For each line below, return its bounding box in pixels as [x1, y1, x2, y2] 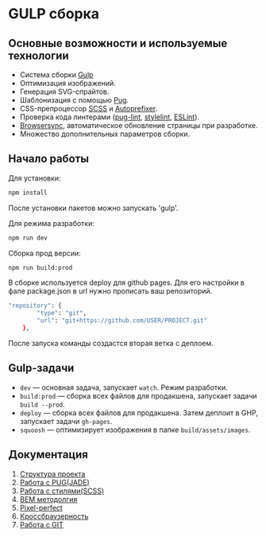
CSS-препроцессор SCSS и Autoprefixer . [19, 104, 158, 113]
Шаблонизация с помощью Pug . [19, 95, 129, 104]
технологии [8, 49, 69, 62]
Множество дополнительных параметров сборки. [19, 129, 191, 138]
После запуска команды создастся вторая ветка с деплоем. [8, 338, 214, 348]
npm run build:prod [8, 263, 73, 271]
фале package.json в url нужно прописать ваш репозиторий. [8, 286, 213, 296]
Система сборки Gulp [19, 70, 94, 80]
